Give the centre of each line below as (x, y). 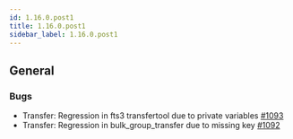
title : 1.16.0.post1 (48, 26)
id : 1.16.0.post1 (42, 17)
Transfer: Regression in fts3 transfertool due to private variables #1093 (153, 116)
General (32, 70)
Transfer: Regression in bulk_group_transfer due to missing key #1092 (151, 126)
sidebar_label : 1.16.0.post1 (64, 34)
